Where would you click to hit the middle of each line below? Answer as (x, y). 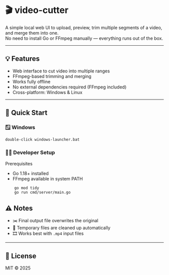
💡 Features (23, 59)
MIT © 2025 (18, 268)
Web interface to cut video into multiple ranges (61, 71)
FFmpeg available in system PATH (48, 178)
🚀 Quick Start (26, 113)
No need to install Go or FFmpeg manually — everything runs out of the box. (84, 38)
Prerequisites (19, 163)
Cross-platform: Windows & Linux (48, 92)
